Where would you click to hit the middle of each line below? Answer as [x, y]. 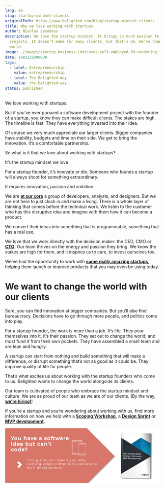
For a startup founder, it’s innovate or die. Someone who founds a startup [79, 172]
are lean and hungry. [26, 346]
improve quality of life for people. [39, 366]
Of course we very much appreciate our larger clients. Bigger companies [79, 133]
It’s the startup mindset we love [37, 162]
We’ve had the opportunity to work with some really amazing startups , [77, 261]
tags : [11, 62]
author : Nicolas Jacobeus [31, 31]
